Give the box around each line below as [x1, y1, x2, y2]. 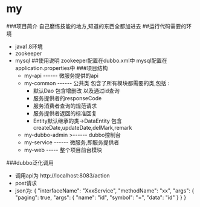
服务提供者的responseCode [33, 94, 102, 101]
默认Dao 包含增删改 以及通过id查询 [33, 87, 120, 94]
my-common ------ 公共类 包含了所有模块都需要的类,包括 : [24, 79, 170, 86]
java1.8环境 [15, 43, 44, 50]
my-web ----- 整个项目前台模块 [24, 146, 103, 153]
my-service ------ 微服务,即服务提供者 [24, 138, 120, 146]
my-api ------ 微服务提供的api [24, 72, 98, 79]
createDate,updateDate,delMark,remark [33, 124, 132, 131]
